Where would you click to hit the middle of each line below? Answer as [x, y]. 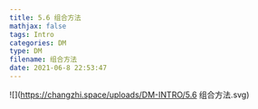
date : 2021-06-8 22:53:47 [58, 68]
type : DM [26, 51]
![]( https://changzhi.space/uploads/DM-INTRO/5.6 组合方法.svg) [129, 95]
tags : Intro [32, 34]
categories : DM [38, 43]
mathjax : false [38, 26]
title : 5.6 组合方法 [45, 18]
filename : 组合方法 [43, 59]
